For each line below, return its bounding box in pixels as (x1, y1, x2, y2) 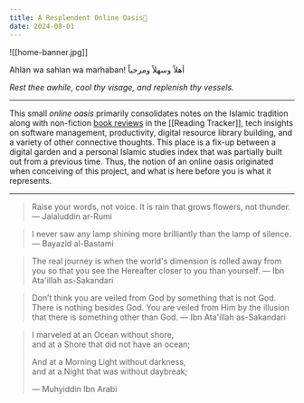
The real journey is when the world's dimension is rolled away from (31, 255, 282, 266)
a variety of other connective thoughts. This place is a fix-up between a (9, 137, 276, 148)
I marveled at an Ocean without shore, (31, 329, 175, 340)
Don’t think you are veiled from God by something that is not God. (31, 292, 277, 303)
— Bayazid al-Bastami (31, 237, 115, 249)
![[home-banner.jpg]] (9, 46, 89, 57)
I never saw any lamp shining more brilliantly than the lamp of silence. (31, 228, 292, 239)
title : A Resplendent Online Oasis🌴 (9, 13, 147, 23)
